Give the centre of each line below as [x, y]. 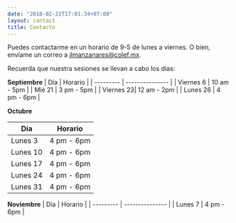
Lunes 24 [27, 175]
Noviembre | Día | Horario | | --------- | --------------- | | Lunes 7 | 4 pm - [116, 205]
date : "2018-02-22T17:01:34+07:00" [60, 14]
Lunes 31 [27, 187]
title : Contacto [31, 27]
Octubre [20, 111]
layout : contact [31, 21]
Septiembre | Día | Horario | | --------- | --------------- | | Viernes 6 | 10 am [118, 82]
